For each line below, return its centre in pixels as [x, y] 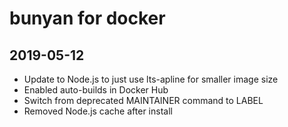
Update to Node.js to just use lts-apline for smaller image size [151, 79]
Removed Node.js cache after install [98, 111]
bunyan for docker [87, 18]
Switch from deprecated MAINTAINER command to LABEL [143, 100]
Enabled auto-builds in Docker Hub [96, 90]
